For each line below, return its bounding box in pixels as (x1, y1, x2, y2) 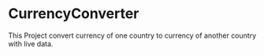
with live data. (8, 38, 54, 48)
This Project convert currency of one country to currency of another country (8, 31, 257, 40)
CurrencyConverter (8, 5, 139, 23)
